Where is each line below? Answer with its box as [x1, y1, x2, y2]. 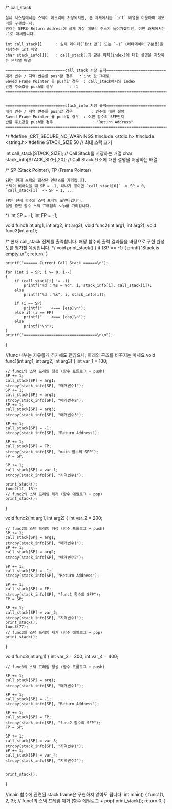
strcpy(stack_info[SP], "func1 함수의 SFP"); [5, 592, 101, 597]
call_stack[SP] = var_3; [5, 738, 58, 743]
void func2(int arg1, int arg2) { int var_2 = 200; [5, 515, 103, 521]
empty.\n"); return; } [5, 250, 48, 257]
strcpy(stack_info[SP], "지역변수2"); [5, 758, 84, 763]
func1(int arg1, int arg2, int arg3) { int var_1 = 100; [5, 358, 108, 364]
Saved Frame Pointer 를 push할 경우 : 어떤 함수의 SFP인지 [5, 114, 124, 119]
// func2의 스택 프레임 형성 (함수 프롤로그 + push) [5, 526, 105, 531]
